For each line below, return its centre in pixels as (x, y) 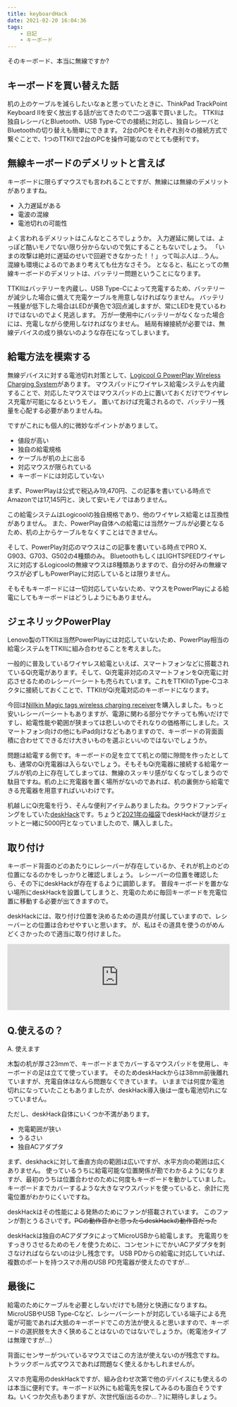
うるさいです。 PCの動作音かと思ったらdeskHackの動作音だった (124, 1220)
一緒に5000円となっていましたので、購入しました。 (101, 823)
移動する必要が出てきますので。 (66, 901)
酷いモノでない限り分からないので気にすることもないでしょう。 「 (122, 247)
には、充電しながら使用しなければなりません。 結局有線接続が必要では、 (113, 323)
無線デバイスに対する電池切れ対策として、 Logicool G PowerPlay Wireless (114, 375)
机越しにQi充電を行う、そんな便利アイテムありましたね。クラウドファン (112, 805)
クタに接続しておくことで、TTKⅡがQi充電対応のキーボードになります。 (110, 690)
